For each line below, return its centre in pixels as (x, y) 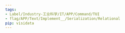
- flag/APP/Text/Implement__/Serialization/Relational (63, 18)
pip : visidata (20, 23)
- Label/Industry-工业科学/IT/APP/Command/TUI (52, 14)
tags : (11, 9)
